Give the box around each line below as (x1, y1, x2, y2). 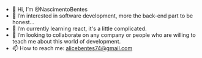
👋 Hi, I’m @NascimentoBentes (12, 6, 88, 13)
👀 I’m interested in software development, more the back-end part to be (12, 12, 193, 19)
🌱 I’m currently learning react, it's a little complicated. (12, 25, 147, 32)
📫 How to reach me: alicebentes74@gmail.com (12, 45, 133, 51)
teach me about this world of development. (12, 38, 121, 45)
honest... (12, 19, 35, 25)
